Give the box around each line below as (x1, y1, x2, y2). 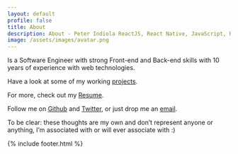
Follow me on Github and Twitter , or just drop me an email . (7, 105, 178, 113)
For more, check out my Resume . (7, 91, 104, 100)
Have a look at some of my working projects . (7, 77, 138, 85)
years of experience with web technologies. (7, 64, 135, 72)
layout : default (7, 10, 55, 18)
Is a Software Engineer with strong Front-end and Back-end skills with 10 (7, 56, 220, 64)
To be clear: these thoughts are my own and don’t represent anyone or (7, 118, 214, 127)
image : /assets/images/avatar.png (7, 37, 110, 44)
